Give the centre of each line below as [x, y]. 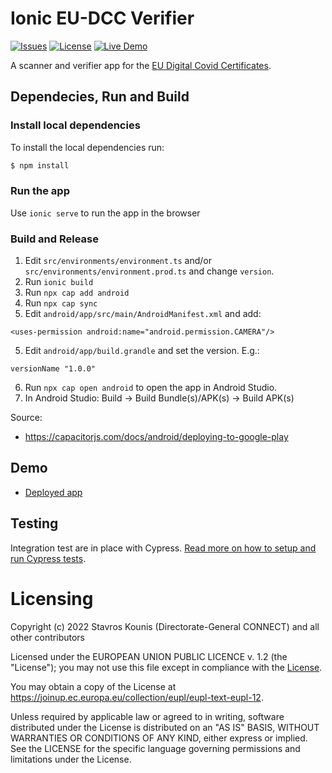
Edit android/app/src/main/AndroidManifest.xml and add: [143, 314]
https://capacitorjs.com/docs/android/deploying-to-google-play [156, 437]
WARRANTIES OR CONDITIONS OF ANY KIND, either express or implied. [159, 738]
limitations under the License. [71, 759]
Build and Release [54, 239]
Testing [34, 523]
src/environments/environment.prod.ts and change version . [149, 271]
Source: [26, 418]
